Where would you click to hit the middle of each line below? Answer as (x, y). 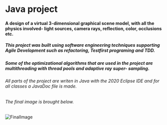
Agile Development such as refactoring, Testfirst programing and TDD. (80, 50)
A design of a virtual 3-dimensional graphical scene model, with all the (80, 23)
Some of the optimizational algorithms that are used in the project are (79, 63)
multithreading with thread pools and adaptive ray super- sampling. (77, 68)
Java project (32, 9)
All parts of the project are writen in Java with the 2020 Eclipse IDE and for (82, 81)
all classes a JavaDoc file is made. (41, 86)
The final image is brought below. (40, 102)
